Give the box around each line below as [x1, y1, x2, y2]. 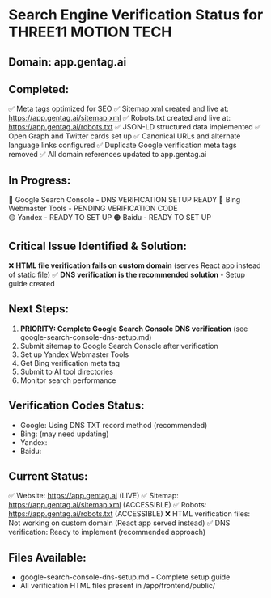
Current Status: [8, 469, 88, 483]
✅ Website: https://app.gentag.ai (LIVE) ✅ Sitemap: [8, 491, 180, 501]
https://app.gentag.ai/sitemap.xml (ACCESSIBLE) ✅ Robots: [8, 500, 207, 510]
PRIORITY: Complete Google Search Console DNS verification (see [19, 324, 248, 333]
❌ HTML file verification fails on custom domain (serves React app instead [8, 261, 261, 270]
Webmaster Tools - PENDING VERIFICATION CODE [8, 204, 178, 214]
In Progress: [8, 173, 71, 187]
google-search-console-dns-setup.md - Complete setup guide [19, 572, 231, 582]
